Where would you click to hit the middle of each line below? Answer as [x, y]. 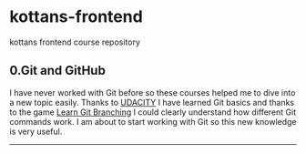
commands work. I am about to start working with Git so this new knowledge [153, 121]
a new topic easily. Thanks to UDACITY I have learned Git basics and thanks [152, 102]
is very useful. [36, 131]
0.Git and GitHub [58, 71]
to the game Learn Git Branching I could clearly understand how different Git [153, 112]
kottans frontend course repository [75, 42]
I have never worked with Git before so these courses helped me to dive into [153, 92]
